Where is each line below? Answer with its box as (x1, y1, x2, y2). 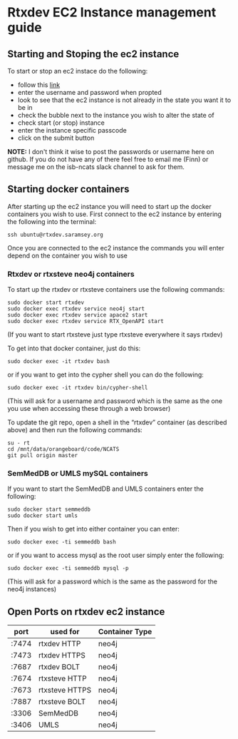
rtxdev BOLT (38, 662, 81, 672)
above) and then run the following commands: (7, 426, 143, 434)
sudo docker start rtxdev (7, 299, 84, 307)
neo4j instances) (7, 585, 57, 593)
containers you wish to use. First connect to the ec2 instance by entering (7, 210, 222, 218)
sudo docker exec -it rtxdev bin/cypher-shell (7, 384, 148, 392)
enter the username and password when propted (17, 88, 162, 96)
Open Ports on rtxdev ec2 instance (7, 606, 165, 618)
